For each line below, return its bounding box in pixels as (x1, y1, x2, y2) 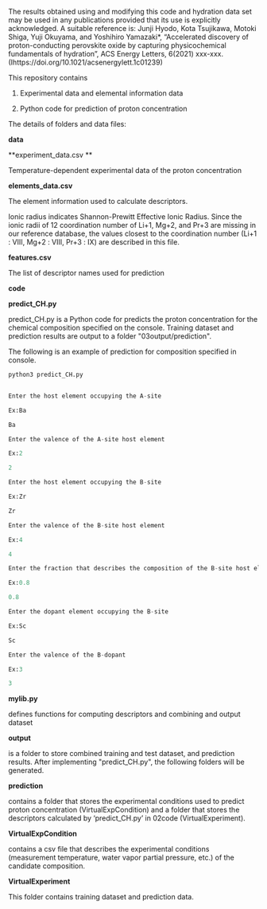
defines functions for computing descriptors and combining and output (8, 709, 241, 719)
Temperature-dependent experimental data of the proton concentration (8, 166, 242, 174)
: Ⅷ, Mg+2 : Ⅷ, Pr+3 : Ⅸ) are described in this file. (8, 237, 180, 246)
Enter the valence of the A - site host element (8, 435, 165, 443)
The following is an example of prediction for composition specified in (8, 347, 237, 356)
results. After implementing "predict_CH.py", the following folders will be (8, 757, 245, 767)
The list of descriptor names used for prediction (8, 268, 165, 277)
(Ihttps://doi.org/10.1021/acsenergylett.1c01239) (8, 57, 163, 67)
